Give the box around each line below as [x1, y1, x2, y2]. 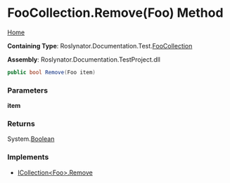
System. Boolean [7, 135, 55, 143]
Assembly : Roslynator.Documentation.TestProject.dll [7, 55, 160, 64]
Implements [7, 152, 49, 162]
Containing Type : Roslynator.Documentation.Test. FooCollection [7, 41, 193, 50]
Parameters [7, 86, 48, 95]
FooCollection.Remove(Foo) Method [7, 5, 224, 21]
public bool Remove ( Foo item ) [7, 69, 96, 76]
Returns [7, 119, 35, 129]
